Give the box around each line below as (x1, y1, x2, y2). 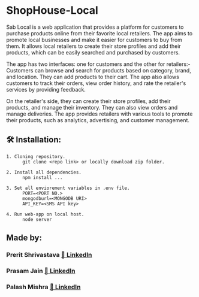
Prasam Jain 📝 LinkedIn (6, 266, 76, 275)
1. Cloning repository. (6, 153, 66, 159)
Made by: (6, 233, 42, 243)
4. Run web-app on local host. (6, 211, 85, 217)
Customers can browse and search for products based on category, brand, (6, 66, 192, 74)
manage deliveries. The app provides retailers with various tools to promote (6, 110, 193, 117)
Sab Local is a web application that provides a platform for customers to (6, 23, 184, 31)
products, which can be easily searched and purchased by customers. (6, 49, 180, 56)
